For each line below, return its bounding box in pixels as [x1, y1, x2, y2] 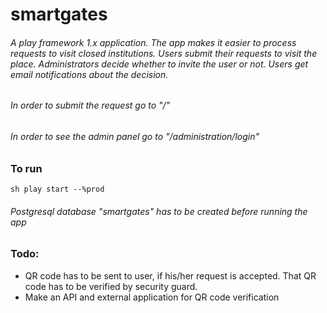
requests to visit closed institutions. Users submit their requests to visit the [10, 47, 318, 59]
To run [10, 161, 43, 175]
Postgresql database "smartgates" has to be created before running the [10, 205, 308, 217]
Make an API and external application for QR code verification [24, 291, 280, 303]
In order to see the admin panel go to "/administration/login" [10, 131, 260, 142]
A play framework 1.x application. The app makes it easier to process [10, 36, 297, 48]
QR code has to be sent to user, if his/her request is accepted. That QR [24, 269, 317, 282]
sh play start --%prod [10, 184, 105, 194]
